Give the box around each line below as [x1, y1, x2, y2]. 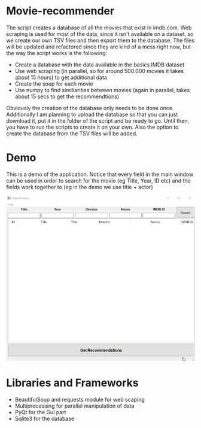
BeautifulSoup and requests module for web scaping [14, 396, 145, 403]
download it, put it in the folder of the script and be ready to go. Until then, [6, 117, 190, 124]
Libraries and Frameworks [6, 376, 139, 390]
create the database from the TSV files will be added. [6, 130, 138, 137]
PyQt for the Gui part [14, 408, 66, 415]
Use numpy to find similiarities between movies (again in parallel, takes [14, 86, 190, 93]
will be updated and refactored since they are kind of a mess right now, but [6, 43, 191, 50]
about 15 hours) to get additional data [14, 74, 108, 81]
